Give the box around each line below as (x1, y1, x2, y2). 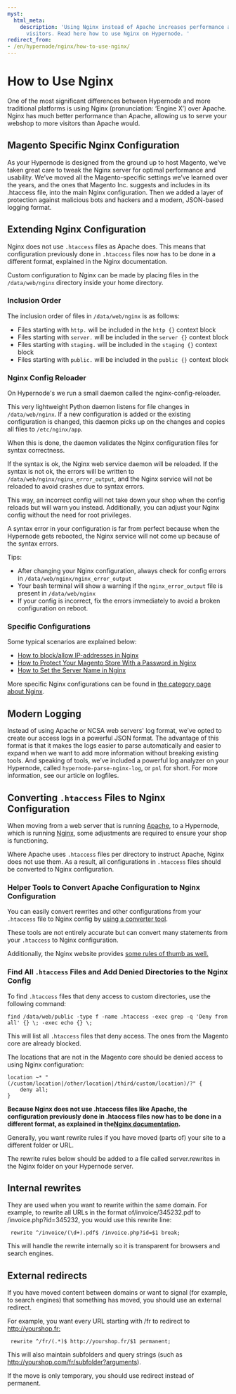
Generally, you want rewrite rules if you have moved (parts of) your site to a (7, 1133, 226, 1141)
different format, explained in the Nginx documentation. (7, 257, 168, 265)
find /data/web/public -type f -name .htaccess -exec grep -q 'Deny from (7, 1013, 228, 1020)
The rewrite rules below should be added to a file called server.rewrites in (7, 1154, 220, 1162)
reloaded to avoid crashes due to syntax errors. (7, 482, 145, 491)
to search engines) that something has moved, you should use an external (7, 1296, 222, 1305)
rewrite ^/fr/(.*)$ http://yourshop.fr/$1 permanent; (10, 1338, 171, 1345)
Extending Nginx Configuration (7, 223, 146, 236)
